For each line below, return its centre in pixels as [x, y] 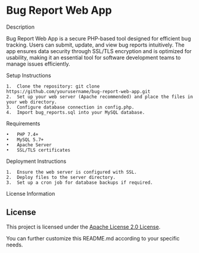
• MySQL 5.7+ [25, 140]
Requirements [23, 124]
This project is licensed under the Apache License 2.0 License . [83, 227]
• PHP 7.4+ [22, 134]
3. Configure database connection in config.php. [70, 107]
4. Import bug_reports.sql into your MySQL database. [76, 112]
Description [20, 27]
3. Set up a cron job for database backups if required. [80, 183]
